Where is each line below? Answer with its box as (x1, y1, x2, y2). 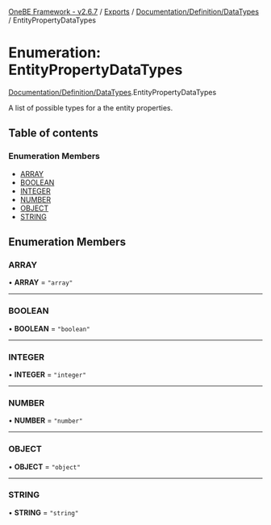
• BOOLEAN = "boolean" (8, 323, 90, 333)
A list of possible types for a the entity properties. (8, 102, 173, 112)
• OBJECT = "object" (8, 461, 81, 471)
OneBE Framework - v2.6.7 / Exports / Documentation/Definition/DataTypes (8, 7, 260, 16)
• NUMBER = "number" (8, 415, 83, 426)
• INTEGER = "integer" (8, 369, 87, 379)
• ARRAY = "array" (8, 277, 73, 287)
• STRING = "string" (8, 507, 79, 517)
